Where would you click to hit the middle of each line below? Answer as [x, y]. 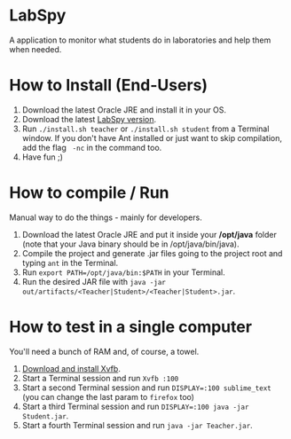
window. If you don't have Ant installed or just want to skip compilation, [152, 137]
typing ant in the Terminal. [70, 263]
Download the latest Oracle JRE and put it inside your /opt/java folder [149, 234]
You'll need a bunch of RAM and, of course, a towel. [104, 351]
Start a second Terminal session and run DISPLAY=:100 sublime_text [147, 388]
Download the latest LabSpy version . [89, 119]
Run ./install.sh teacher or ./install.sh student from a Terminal [145, 129]
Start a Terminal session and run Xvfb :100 [100, 378]
